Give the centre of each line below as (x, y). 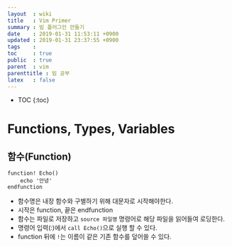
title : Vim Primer (39, 21)
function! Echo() (33, 174)
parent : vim (28, 67)
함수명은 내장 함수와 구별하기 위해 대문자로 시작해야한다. (95, 201)
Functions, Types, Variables (91, 129)
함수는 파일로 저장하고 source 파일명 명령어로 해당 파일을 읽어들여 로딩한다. (121, 219)
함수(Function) (39, 157)
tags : (22, 47)
